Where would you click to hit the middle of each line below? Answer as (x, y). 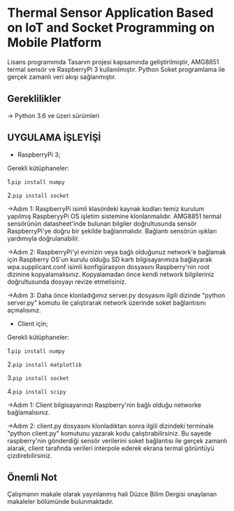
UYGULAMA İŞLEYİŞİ (54, 138)
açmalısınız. (24, 310)
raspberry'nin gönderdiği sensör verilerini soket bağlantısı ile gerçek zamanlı (117, 440)
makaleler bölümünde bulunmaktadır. (60, 502)
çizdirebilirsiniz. (30, 455)
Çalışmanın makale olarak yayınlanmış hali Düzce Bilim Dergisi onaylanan (112, 494)
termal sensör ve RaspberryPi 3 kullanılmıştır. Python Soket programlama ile (116, 69)
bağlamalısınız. (29, 412)
